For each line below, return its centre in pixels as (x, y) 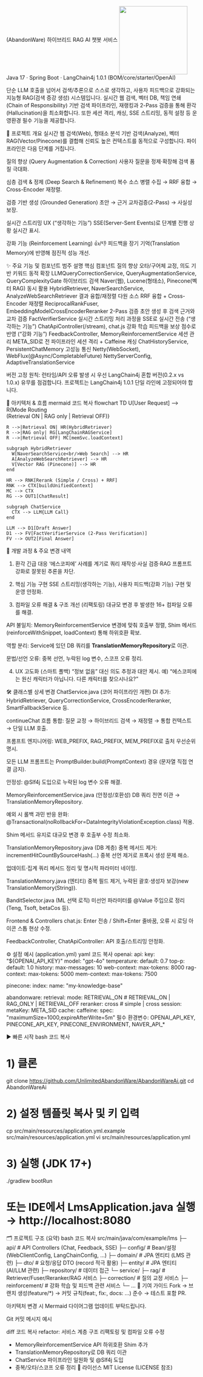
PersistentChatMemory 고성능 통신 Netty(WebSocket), (73, 349)
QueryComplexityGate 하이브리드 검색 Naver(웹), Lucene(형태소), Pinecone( (99, 281)
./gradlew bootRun (29, 1180)
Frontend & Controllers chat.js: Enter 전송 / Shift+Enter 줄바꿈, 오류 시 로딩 (97, 921)
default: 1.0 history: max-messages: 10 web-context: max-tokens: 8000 (95, 967)
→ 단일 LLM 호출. (27, 728)
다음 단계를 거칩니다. (52, 148)
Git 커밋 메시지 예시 (29, 1319)
